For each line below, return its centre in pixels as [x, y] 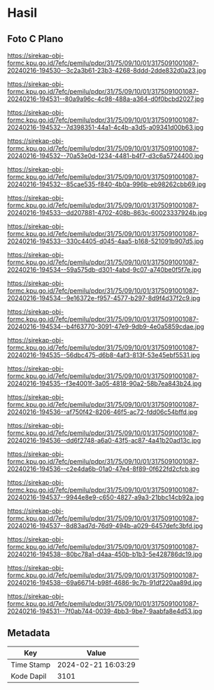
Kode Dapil [29, 676]
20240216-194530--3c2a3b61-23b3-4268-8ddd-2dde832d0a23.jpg [107, 70]
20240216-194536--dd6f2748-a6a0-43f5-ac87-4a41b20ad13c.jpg [104, 440]
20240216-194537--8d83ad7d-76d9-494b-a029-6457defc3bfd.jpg [105, 526]
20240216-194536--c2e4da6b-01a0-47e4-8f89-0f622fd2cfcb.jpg [104, 469]
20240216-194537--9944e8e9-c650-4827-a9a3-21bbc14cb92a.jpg [106, 497]
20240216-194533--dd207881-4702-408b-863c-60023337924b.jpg [107, 213]
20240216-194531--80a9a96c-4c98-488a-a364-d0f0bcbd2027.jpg [106, 99]
